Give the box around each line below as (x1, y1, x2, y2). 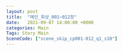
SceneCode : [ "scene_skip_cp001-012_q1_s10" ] (6, 36, 118, 42)
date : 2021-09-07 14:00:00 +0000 (6, 19, 94, 25)
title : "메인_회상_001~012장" (6, 14, 77, 20)
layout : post (6, 8, 38, 15)
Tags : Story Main (6, 30, 49, 36)
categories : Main (6, 25, 49, 31)
